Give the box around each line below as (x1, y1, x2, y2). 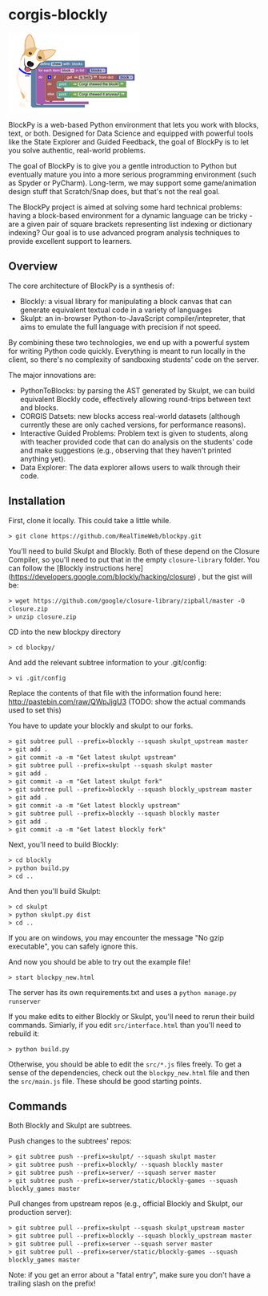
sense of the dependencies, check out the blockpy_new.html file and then (8, 1067, 250, 1077)
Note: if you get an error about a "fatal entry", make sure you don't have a (8, 1270, 251, 1280)
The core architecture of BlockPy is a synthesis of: (8, 281, 174, 290)
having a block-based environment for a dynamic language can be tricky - (8, 210, 254, 220)
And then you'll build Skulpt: (8, 886, 102, 896)
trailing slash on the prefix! (8, 1278, 96, 1289)
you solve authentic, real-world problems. (8, 145, 146, 155)
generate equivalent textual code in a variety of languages (19, 305, 212, 315)
